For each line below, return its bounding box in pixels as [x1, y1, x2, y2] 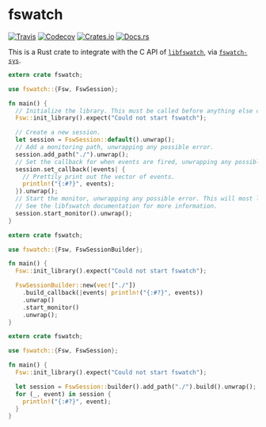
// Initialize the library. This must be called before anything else [15, 107, 253, 115]
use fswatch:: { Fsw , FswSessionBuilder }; [8, 246, 144, 254]
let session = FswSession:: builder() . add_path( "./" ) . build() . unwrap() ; [15, 383, 257, 391]
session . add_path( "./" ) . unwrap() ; [15, 151, 129, 158]
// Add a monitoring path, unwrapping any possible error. [15, 143, 215, 151]
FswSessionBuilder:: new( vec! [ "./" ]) [15, 281, 136, 290]
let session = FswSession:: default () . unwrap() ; [15, 136, 176, 144]
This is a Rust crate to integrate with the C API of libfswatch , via [8, 47, 218, 56]
